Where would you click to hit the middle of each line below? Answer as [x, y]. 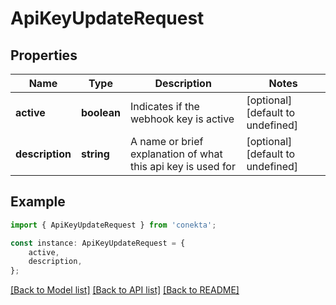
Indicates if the [164, 106]
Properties [44, 55]
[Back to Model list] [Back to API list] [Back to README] [125, 290]
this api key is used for [182, 166]
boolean [100, 112]
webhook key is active [182, 119]
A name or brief [166, 141]
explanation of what [176, 154]
